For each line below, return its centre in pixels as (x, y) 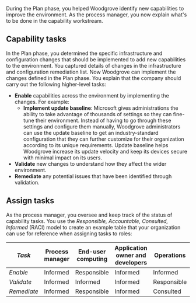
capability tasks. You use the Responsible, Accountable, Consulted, (87, 221)
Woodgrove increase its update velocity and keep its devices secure (105, 151)
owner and (131, 255)
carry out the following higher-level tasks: (56, 84)
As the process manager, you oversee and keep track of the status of (89, 215)
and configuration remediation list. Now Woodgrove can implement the (91, 72)
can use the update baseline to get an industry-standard (91, 133)
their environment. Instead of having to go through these (103, 120)
